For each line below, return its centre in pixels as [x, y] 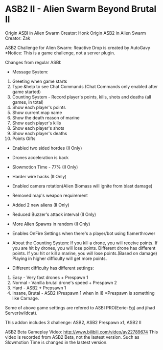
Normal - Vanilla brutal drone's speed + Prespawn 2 [65, 282]
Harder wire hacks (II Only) [39, 176]
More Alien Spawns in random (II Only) [51, 224]
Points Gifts [24, 139]
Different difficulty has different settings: [53, 268]
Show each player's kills [36, 123]
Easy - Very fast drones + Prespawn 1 [50, 277]
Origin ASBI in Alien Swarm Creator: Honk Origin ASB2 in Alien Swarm [76, 33]
